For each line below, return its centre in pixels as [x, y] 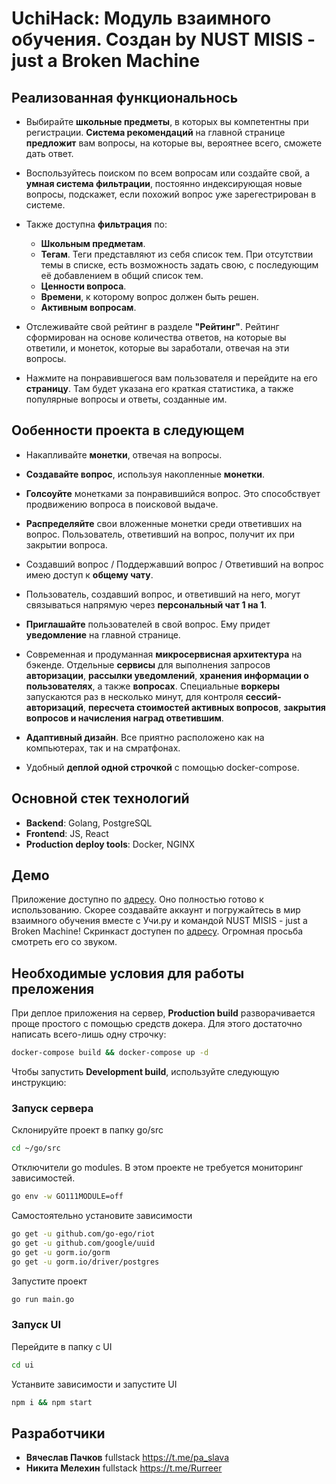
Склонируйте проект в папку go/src [87, 1130]
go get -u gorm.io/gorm [61, 1252]
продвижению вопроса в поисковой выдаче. [122, 504]
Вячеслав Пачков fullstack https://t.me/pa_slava [127, 1458]
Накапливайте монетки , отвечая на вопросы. [124, 454]
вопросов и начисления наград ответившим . [124, 718]
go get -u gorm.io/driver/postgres [85, 1262]
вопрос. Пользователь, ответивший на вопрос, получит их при [160, 534]
